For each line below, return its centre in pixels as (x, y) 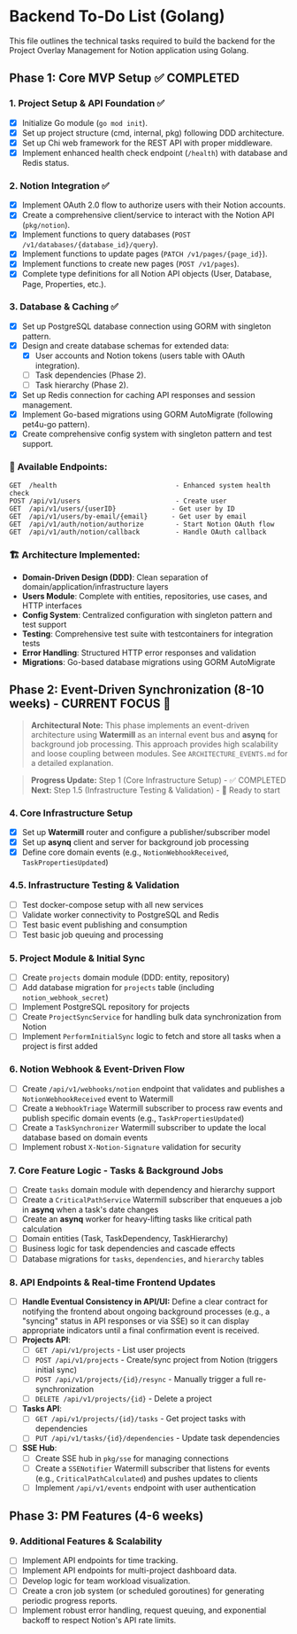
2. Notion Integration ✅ (60, 185)
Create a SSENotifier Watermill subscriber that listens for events (152, 1468)
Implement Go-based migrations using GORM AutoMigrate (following (147, 415)
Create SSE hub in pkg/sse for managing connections (132, 1458)
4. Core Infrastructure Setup (71, 813)
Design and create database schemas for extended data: (126, 345)
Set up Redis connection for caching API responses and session (139, 395)
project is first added (60, 1046)
